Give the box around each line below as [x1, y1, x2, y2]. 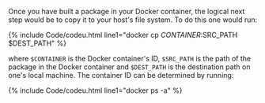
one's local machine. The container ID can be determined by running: [8, 71, 234, 79]
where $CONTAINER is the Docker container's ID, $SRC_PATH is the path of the [8, 54, 252, 63]
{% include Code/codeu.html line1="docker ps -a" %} [8, 86, 184, 95]
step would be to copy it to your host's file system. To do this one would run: [8, 15, 258, 24]
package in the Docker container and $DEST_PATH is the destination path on [8, 62, 251, 72]
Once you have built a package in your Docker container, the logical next [8, 7, 245, 16]
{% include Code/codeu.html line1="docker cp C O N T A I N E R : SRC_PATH [8, 31, 238, 39]
